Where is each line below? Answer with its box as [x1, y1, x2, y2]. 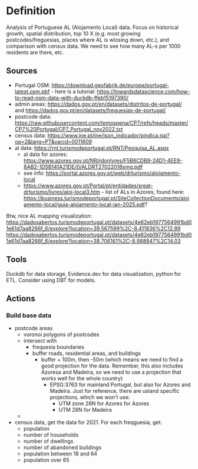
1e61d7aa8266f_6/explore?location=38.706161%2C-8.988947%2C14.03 [6, 237, 181, 245]
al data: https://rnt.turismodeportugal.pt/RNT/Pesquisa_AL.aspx [14, 144, 169, 151]
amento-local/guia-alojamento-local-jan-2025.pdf [23, 201, 146, 208]
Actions [6, 294, 35, 304]
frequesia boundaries [32, 344, 84, 351]
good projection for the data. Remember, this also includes [41, 362, 184, 370]
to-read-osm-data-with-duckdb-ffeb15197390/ [14, 94, 128, 101]
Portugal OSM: [14, 82, 51, 89]
